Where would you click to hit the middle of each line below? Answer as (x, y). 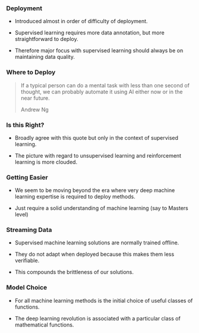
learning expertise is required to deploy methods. (75, 197)
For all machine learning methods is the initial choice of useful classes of (104, 300)
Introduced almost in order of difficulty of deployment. (81, 21)
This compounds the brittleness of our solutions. (74, 272)
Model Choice (27, 288)
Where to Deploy (31, 73)
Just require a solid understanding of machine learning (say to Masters (101, 208)
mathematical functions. (44, 325)
